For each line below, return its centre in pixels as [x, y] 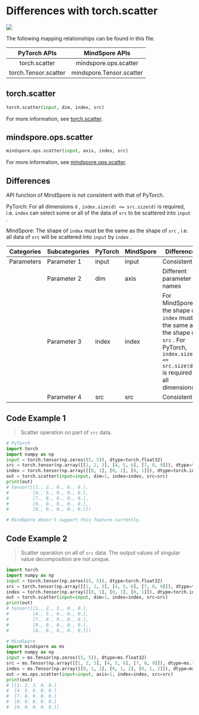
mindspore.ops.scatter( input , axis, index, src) [67, 151]
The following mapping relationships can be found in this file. [81, 38]
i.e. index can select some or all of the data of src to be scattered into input [98, 213]
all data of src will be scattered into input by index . [69, 237]
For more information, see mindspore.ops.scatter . [67, 162]
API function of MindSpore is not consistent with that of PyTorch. [85, 195]
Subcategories [68, 252]
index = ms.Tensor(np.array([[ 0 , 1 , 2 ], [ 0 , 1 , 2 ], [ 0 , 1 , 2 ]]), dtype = [98, 668]
